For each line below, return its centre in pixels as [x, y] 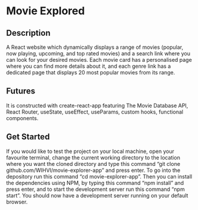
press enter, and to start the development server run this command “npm [96, 189]
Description [28, 33]
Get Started [28, 137]
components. [22, 118]
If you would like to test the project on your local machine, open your [90, 151]
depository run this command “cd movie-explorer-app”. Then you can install [99, 176]
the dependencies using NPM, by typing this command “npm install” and [95, 183]
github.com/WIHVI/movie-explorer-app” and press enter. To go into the [93, 170]
